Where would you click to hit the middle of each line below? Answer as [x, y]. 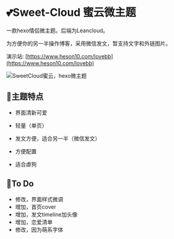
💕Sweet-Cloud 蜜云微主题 [71, 12]
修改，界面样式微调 [39, 199]
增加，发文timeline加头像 [46, 214]
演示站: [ [17, 56]
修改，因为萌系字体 [39, 229]
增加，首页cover [35, 207]
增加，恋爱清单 [34, 222]
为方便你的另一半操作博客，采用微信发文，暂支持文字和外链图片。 [89, 43]
